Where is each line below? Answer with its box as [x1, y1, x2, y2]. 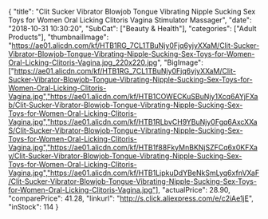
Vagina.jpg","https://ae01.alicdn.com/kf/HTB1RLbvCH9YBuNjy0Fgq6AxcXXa [8, 117, 258, 126]
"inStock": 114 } [8, 202, 59, 211]
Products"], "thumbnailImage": [8, 32, 109, 42]
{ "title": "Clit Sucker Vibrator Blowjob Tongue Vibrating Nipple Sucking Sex [8, 7, 256, 16]
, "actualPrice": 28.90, [158, 185, 231, 194]
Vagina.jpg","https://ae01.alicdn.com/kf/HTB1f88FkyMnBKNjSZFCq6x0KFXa [8, 143, 258, 152]
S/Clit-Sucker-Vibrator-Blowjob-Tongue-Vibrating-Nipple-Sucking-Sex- [8, 125, 243, 135]
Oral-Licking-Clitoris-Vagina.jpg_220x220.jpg [8, 58, 158, 67]
